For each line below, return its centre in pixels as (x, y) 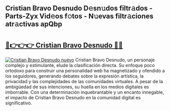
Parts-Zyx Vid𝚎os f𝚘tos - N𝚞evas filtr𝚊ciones (79, 16)
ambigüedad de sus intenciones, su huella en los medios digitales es (77, 87)
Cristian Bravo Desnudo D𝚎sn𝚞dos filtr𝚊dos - (79, 8)
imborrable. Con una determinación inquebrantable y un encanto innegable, (85, 92)
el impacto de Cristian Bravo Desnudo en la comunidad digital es (73, 98)
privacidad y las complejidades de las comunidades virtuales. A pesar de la (84, 81)
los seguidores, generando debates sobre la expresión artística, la (75, 76)
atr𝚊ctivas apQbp (34, 24)
